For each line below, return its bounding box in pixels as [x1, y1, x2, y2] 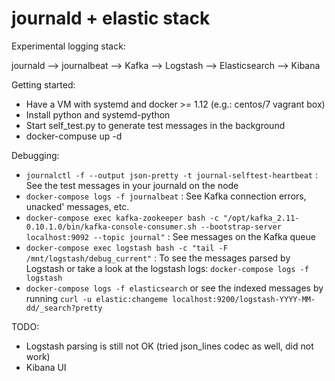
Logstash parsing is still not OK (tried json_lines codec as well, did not [25, 340, 314, 352]
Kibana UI [25, 361, 67, 373]
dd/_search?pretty [25, 303, 103, 313]
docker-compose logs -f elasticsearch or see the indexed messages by [25, 282, 324, 294]
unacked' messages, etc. [25, 200, 130, 212]
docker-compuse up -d [25, 130, 123, 142]
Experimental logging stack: [11, 40, 126, 52]
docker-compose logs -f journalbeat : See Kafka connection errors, [25, 190, 307, 202]
